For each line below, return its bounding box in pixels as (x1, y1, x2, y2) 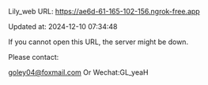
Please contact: (8, 53, 59, 61)
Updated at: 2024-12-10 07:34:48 (8, 22, 118, 31)
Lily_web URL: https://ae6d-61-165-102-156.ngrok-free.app (8, 7, 200, 16)
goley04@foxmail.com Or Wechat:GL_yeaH (8, 68, 149, 77)
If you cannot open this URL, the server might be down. (8, 37, 188, 46)
